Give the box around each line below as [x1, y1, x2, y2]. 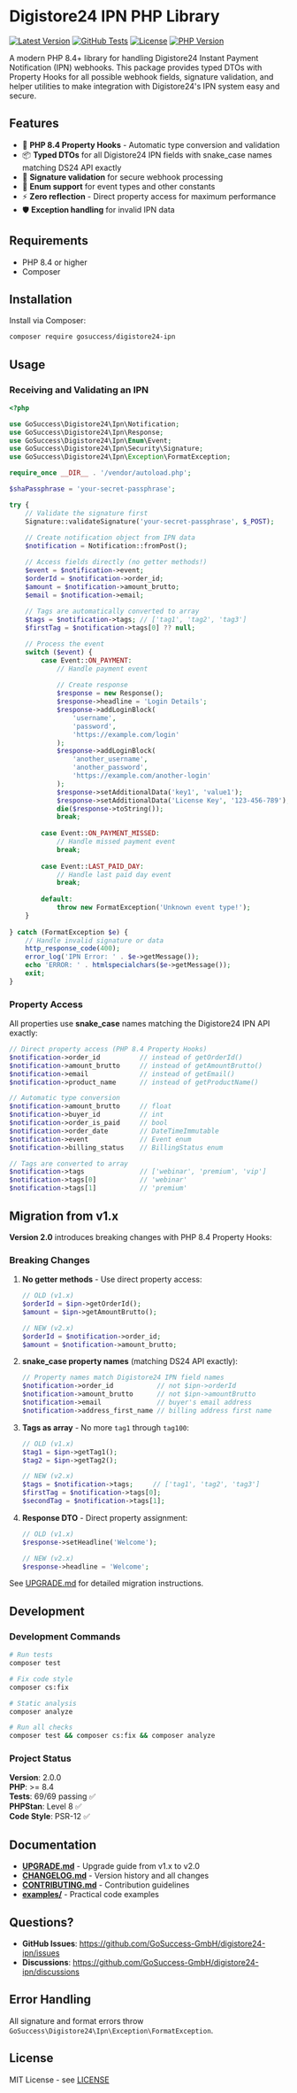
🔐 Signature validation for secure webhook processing [21, 171, 224, 182]
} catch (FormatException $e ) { [9, 927, 128, 936]
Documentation [9, 1837, 97, 1852]
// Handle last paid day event [56, 870, 172, 879]
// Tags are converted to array [9, 1159, 128, 1168]
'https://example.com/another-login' [72, 771, 212, 780]
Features [9, 116, 59, 131]
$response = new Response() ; [56, 689, 164, 698]
